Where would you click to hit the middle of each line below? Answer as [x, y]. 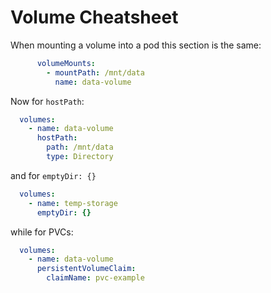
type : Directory [80, 157]
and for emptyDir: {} [53, 175]
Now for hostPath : [47, 101]
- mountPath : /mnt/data [95, 72]
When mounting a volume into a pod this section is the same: [136, 45]
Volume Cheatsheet [94, 17]
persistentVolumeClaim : [86, 269]
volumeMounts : [66, 63]
